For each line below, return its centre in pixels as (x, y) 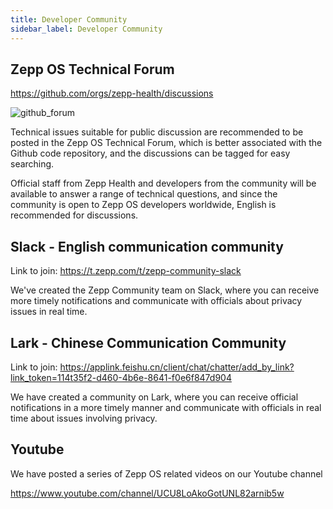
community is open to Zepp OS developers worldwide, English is (143, 205)
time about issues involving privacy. (84, 418)
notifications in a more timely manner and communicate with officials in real (166, 407)
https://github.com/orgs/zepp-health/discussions (112, 93)
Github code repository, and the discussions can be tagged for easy (150, 153)
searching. (32, 164)
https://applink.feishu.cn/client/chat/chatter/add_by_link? (177, 367)
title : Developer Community (69, 19)
